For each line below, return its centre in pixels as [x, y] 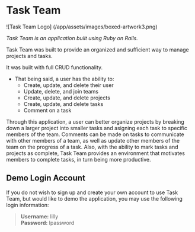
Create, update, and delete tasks [63, 104]
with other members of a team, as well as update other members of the [93, 140]
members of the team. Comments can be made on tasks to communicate [95, 134]
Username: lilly [39, 216]
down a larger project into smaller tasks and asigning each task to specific [97, 128]
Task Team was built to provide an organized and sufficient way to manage [97, 49]
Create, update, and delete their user [68, 85]
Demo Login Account [46, 178]
